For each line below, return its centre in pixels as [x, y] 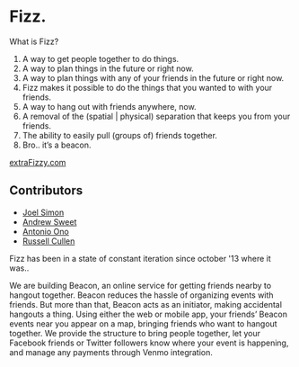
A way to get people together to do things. [101, 58]
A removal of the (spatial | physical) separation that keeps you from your [156, 116]
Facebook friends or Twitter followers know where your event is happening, [149, 343]
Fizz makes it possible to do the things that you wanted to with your [147, 87]
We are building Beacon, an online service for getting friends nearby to [141, 285]
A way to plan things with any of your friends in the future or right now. [153, 77]
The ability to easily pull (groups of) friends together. [120, 135]
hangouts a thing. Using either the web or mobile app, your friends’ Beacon [149, 314]
